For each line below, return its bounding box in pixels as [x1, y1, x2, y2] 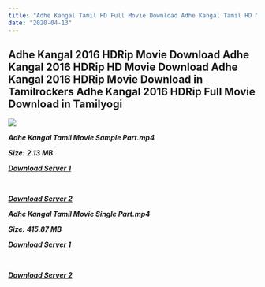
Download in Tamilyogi [8, 97, 123, 110]
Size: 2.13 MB [8, 148, 54, 158]
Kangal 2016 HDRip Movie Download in [8, 73, 203, 86]
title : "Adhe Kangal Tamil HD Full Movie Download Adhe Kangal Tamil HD [8, 11, 252, 20]
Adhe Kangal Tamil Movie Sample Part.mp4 [8, 133, 155, 143]
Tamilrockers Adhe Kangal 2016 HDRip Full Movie [8, 84, 256, 99]
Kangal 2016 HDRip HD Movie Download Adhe [8, 60, 238, 73]
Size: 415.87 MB [8, 225, 62, 234]
